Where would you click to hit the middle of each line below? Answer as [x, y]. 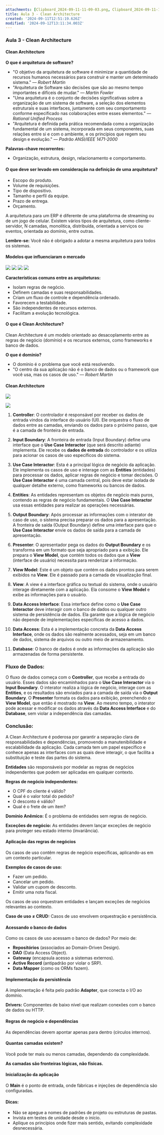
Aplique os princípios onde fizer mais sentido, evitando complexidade [82, 1123]
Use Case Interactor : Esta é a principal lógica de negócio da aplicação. [84, 465]
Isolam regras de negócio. [39, 287]
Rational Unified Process [37, 119]
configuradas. [19, 1091]
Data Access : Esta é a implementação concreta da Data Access [77, 629]
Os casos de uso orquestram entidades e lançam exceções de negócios [78, 901]
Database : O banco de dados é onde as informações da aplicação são [83, 649]
